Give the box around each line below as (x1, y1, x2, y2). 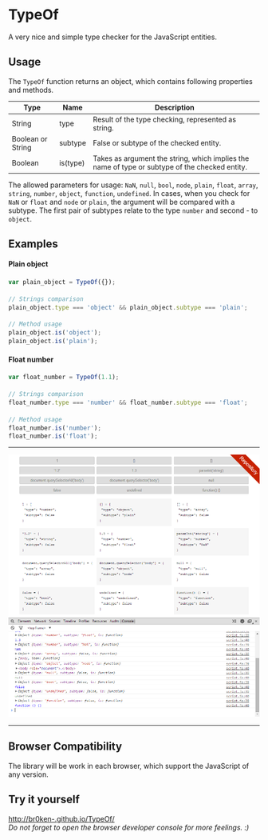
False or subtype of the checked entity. (93, 138, 222, 148)
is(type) (59, 158, 85, 167)
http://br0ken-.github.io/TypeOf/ (8, 814, 115, 823)
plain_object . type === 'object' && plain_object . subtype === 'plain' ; (8, 303, 248, 311)
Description (154, 102, 195, 113)
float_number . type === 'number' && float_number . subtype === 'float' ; (8, 398, 248, 406)
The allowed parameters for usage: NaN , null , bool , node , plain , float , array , (8, 180, 258, 190)
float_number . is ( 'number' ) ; (8, 424, 102, 432)
